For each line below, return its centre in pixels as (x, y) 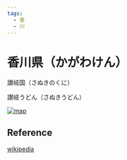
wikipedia (21, 149)
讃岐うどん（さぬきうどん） (46, 98)
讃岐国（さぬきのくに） (40, 82)
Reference (30, 132)
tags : (15, 13)
